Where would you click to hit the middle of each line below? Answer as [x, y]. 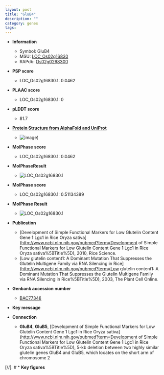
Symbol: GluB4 [35, 51]
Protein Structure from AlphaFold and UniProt [59, 128]
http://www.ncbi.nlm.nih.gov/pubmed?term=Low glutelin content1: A [90, 269]
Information [24, 42]
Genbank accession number [41, 289]
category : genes [22, 23]
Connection [24, 317]
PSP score [23, 71]
